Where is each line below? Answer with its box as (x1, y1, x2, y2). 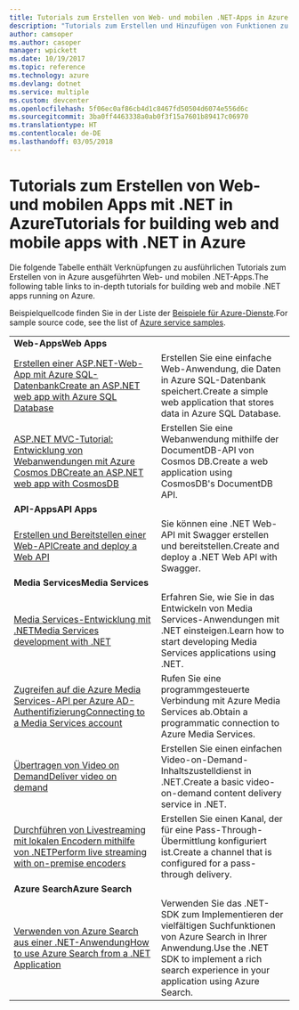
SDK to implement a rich (160, 952, 263, 965)
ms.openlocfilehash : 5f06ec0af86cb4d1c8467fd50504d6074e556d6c (9, 104, 249, 113)
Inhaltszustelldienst (160, 764, 242, 777)
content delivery (213, 786, 282, 799)
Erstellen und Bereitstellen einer (13, 528, 147, 541)
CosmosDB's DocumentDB (160, 477, 273, 490)
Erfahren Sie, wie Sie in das (160, 591, 275, 603)
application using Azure (160, 974, 260, 987)
